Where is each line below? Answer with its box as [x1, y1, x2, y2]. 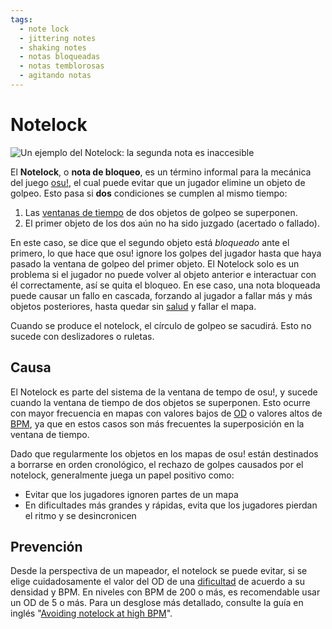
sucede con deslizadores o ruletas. [10, 330, 155, 342]
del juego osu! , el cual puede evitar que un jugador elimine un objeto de [10, 176, 306, 188]
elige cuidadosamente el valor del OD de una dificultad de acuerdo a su [10, 576, 305, 588]
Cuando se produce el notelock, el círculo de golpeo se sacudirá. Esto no [10, 319, 312, 331]
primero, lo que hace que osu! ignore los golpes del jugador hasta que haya [10, 247, 322, 259]
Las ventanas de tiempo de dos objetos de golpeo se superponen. [24, 206, 298, 218]
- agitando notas [19, 71, 92, 81]
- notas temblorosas [19, 61, 105, 71]
